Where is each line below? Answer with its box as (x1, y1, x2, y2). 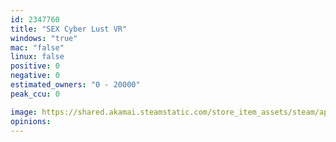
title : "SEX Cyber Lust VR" (10, 24, 128, 34)
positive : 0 (10, 61, 60, 71)
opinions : (10, 116, 52, 126)
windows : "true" (10, 33, 78, 43)
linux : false (10, 52, 65, 62)
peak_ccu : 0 (10, 89, 60, 99)
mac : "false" (10, 42, 65, 53)
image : (10, 107, 38, 117)
